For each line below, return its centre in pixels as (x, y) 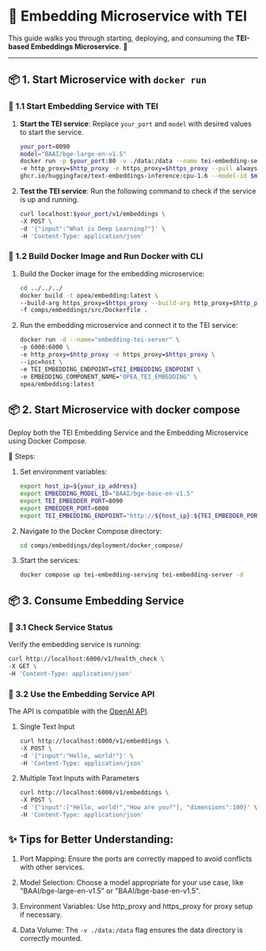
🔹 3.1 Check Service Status (61, 627)
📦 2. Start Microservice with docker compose (124, 410)
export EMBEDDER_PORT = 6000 (64, 508)
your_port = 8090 (45, 146)
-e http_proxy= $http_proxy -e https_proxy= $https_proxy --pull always (139, 169)
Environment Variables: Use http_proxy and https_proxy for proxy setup (136, 906)
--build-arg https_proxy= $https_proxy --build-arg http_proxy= (126, 303)
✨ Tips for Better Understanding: (91, 840)
